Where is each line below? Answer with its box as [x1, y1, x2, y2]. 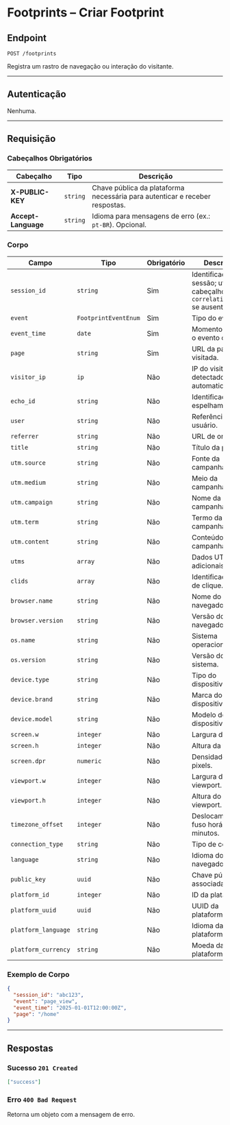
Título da [191, 442, 220, 452]
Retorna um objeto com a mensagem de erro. [7, 1111, 136, 1119]
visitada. [191, 352, 219, 362]
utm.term [10, 518, 39, 526]
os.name [10, 636, 36, 644]
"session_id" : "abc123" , [13, 991, 84, 998]
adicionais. [191, 561, 227, 570]
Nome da [191, 493, 221, 503]
